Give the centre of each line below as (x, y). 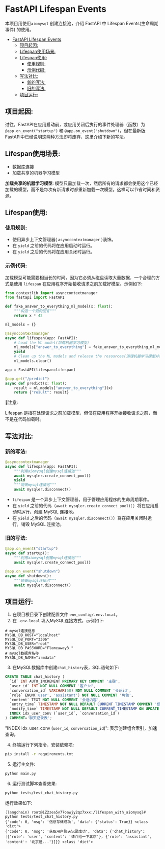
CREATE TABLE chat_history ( (35, 677)
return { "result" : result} (41, 392)
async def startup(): (27, 553)
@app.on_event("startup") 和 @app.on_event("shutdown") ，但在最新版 (75, 130)
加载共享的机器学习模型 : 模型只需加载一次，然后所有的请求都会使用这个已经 (82, 183)
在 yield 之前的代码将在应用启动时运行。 (53, 246)
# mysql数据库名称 (22, 654)
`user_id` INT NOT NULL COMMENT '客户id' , (53, 686)
